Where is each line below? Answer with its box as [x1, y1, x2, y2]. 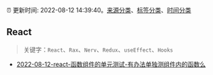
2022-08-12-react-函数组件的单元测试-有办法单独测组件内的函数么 [16, 60, 206, 68]
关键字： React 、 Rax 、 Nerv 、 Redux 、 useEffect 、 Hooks [23, 45, 173, 54]
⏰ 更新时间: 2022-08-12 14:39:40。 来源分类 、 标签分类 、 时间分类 [6, 6, 192, 14]
